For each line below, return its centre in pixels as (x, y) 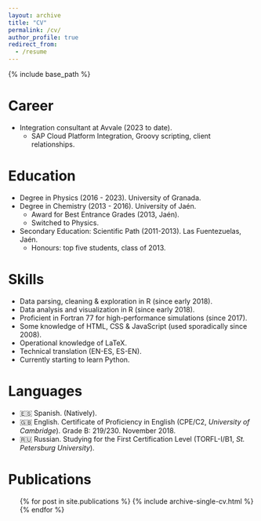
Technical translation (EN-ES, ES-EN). (81, 351)
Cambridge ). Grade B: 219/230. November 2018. (98, 430)
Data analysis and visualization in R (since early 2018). (107, 309)
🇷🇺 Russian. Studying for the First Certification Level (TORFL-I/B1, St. (132, 439)
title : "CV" (27, 23)
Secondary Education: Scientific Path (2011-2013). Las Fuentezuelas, (130, 231)
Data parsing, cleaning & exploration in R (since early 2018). (116, 301)
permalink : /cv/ (34, 30)
